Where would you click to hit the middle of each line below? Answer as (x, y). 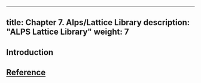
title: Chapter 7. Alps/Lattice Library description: (98, 22)
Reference (26, 73)
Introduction (30, 52)
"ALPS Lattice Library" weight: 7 (68, 32)
